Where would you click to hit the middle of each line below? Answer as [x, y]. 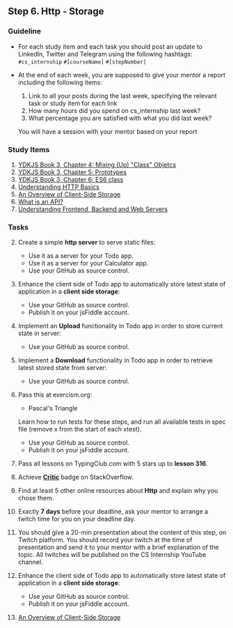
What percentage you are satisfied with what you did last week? [120, 118]
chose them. [36, 498]
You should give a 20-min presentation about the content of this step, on [122, 533]
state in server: [39, 333]
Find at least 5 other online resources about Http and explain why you [118, 491]
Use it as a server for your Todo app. [81, 256]
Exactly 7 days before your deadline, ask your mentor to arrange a [113, 512]
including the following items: [60, 82]
